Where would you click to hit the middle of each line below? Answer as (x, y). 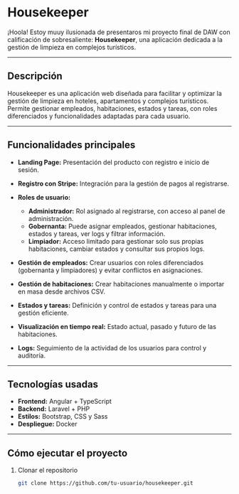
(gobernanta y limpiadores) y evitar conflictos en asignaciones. (110, 270)
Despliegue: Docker (47, 424)
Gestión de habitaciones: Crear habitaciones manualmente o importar (121, 284)
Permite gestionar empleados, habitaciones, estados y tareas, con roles (112, 108)
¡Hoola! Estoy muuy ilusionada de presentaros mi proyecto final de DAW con (119, 32)
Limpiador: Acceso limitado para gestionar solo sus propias (116, 241)
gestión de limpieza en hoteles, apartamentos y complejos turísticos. (108, 101)
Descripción (35, 76)
